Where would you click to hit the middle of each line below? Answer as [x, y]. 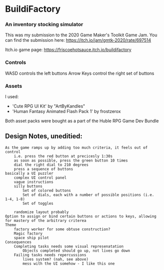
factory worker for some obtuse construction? [62, 229]
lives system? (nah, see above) [56, 259]
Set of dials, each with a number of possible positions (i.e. [88, 195]
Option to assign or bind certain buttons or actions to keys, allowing [81, 216]
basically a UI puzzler [29, 173]
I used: [12, 97]
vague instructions [34, 182]
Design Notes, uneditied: [44, 136]
